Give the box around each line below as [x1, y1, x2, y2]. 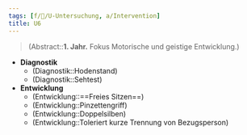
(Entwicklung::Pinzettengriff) [31, 100, 128, 110]
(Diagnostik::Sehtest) [31, 74, 103, 84]
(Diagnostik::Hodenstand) [31, 65, 119, 75]
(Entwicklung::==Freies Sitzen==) [31, 91, 144, 101]
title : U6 [8, 19, 42, 27]
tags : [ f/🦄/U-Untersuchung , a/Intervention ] [8, 11, 161, 20]
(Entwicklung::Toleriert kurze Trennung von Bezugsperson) [31, 117, 229, 127]
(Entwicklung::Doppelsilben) [31, 108, 127, 118]
